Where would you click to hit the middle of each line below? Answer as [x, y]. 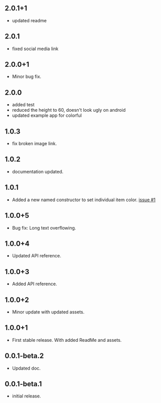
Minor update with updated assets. [48, 312]
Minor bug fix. [26, 77]
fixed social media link [35, 49]
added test [23, 105]
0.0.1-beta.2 [24, 356]
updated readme [29, 20]
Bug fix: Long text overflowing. [44, 228]
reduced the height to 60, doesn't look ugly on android [69, 110]
